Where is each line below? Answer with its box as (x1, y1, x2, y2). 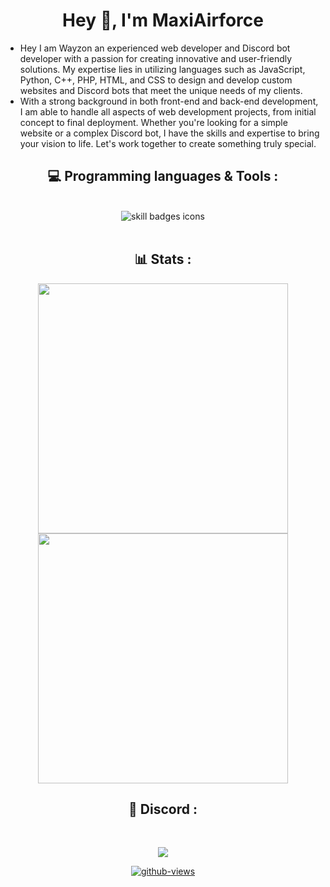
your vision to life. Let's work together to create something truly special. (19, 137, 317, 149)
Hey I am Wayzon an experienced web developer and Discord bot (19, 42, 291, 54)
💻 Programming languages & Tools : (47, 168, 279, 185)
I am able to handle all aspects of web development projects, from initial (19, 105, 317, 118)
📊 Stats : (134, 251, 192, 268)
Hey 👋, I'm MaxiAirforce (62, 9, 264, 32)
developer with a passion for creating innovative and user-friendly (19, 52, 293, 64)
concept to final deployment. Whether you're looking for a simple (19, 116, 288, 128)
